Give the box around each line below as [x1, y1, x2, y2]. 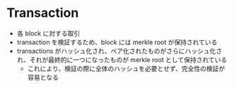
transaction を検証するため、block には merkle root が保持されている [16, 37, 218, 46]
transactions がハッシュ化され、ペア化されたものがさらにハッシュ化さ [16, 46, 223, 55]
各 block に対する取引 [16, 29, 81, 37]
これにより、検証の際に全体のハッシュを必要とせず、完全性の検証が [27, 64, 226, 73]
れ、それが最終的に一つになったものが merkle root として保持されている [16, 55, 228, 64]
